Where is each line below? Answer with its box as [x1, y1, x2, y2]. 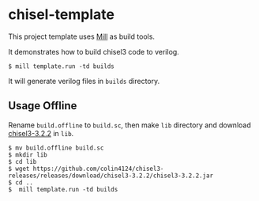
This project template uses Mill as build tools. [8, 32, 156, 41]
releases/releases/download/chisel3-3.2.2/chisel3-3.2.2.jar [8, 172, 214, 180]
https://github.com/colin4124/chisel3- [32, 165, 164, 173]
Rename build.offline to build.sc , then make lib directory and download [8, 120, 251, 130]
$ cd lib [8, 157, 37, 165]
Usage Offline [8, 99, 77, 112]
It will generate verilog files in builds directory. [8, 76, 160, 85]
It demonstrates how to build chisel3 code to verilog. [8, 47, 179, 56]
